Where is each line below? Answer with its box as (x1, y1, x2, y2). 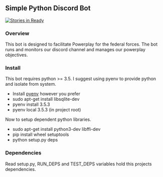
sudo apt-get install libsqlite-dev (12, 96, 80, 102)
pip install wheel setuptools (12, 131, 69, 137)
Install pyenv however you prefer (12, 91, 81, 97)
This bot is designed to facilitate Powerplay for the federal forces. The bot (5, 41, 158, 47)
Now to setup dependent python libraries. (5, 116, 91, 122)
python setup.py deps (12, 137, 58, 143)
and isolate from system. (5, 81, 56, 87)
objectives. (5, 52, 28, 58)
